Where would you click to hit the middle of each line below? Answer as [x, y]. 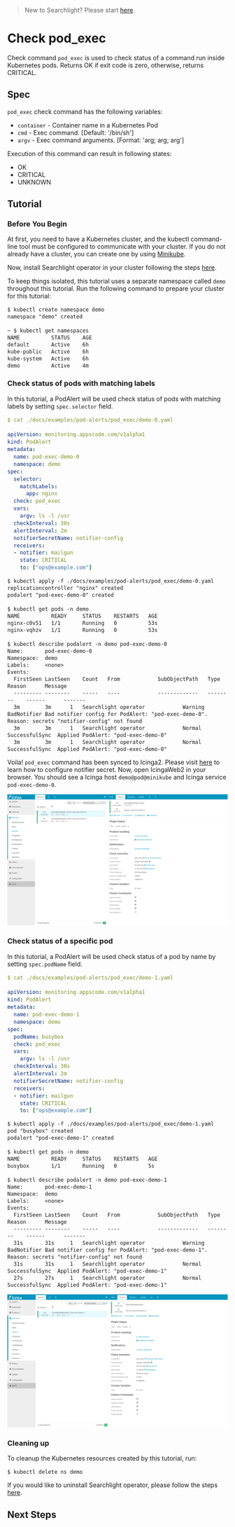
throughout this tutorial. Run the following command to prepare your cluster [116, 289]
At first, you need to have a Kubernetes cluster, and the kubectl [98, 239]
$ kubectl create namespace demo [56, 310]
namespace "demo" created [45, 317]
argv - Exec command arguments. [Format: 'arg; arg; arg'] [101, 140]
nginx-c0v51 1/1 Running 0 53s [83, 623]
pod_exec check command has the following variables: [85, 111]
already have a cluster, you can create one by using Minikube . [97, 254]
